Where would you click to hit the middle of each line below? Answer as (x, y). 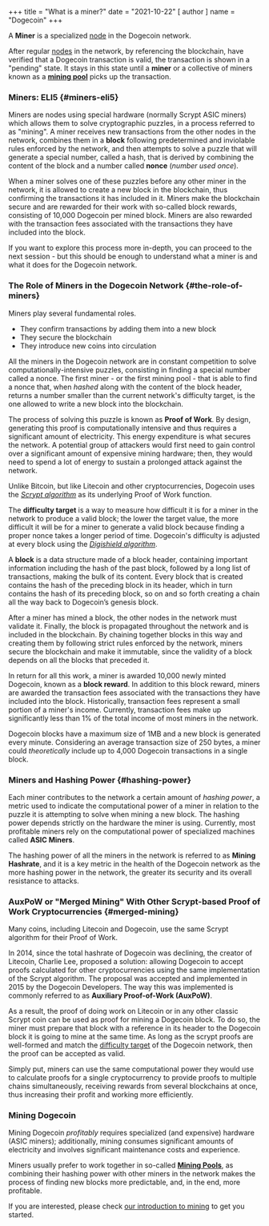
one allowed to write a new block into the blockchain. (96, 404)
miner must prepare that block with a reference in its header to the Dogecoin (134, 1028)
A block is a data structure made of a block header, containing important (128, 559)
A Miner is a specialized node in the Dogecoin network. (100, 36)
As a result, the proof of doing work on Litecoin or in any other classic (123, 1011)
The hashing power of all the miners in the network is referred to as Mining (132, 855)
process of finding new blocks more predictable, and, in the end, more (124, 1182)
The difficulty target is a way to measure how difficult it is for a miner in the (133, 510)
